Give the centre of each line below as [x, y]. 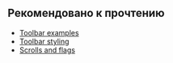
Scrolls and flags [47, 50]
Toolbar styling [44, 41]
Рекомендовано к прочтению [86, 13]
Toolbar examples [49, 32]
